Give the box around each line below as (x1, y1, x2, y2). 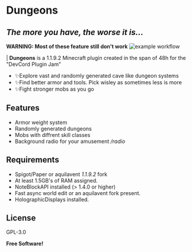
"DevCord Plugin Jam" (6, 60, 61, 68)
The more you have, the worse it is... (6, 27, 144, 37)
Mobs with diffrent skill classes (14, 131, 91, 138)
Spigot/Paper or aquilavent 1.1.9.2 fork (14, 170, 108, 178)
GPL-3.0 (6, 229, 27, 236)
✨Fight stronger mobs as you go (14, 85, 94, 92)
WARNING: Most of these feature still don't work (6, 43, 128, 50)
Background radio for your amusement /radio (14, 138, 126, 145)
